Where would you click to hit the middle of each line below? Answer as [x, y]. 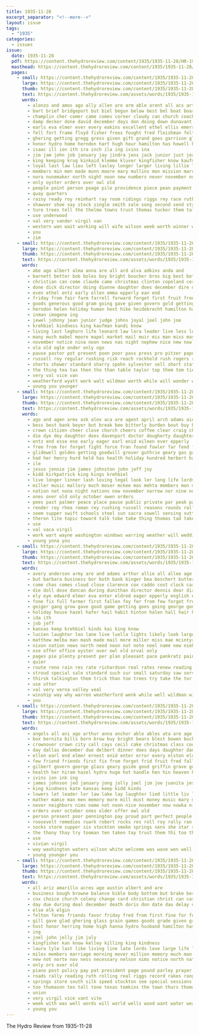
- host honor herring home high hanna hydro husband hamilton [106, 927]
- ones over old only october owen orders [81, 496]
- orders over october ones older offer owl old [89, 811]
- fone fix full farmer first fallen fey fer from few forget [106, 601]
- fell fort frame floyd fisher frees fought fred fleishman [105, 133]
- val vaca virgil [50, 530]
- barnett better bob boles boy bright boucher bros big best [106, 276]
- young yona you [49, 541]
